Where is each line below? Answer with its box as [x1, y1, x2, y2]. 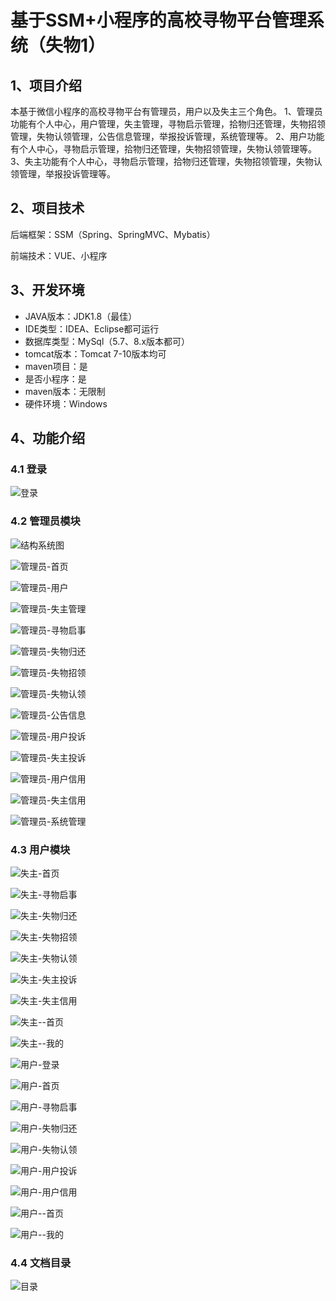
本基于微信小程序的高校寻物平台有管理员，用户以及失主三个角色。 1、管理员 [10, 106, 323, 117]
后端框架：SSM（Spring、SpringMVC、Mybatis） [10, 228, 216, 240]
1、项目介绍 [10, 77, 83, 94]
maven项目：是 [24, 360, 88, 372]
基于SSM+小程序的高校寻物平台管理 [10, 9, 307, 32]
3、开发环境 [10, 282, 85, 299]
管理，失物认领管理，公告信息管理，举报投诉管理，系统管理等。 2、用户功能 [10, 131, 325, 142]
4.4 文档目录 [10, 1256, 72, 1270]
